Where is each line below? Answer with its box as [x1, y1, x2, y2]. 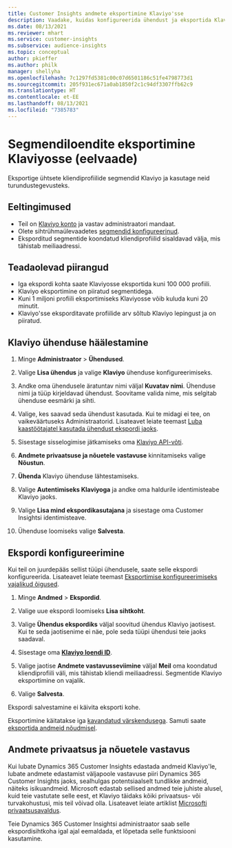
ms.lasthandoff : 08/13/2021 [8, 100, 89, 107]
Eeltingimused [8, 201, 72, 213]
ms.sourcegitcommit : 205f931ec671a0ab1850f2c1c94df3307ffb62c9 [8, 81, 193, 88]
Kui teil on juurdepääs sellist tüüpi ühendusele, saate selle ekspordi [8, 565, 198, 574]
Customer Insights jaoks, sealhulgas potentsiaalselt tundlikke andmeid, [8, 777, 209, 785]
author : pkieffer [8, 55, 58, 62]
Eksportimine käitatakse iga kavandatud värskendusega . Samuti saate [8, 716, 206, 724]
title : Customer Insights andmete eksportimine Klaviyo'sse [8, 10, 184, 17]
